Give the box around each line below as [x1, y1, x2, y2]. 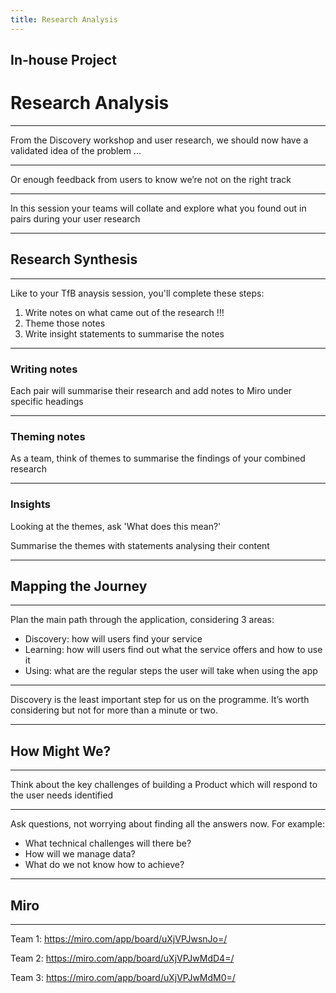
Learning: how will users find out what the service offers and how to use [24, 644, 323, 656]
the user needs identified [10, 789, 114, 801]
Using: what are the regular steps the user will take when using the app [24, 665, 318, 677]
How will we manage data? [24, 848, 136, 860]
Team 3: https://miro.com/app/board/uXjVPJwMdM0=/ [10, 972, 236, 984]
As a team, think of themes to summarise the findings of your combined [10, 452, 306, 465]
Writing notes [10, 362, 78, 376]
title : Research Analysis [10, 14, 118, 25]
